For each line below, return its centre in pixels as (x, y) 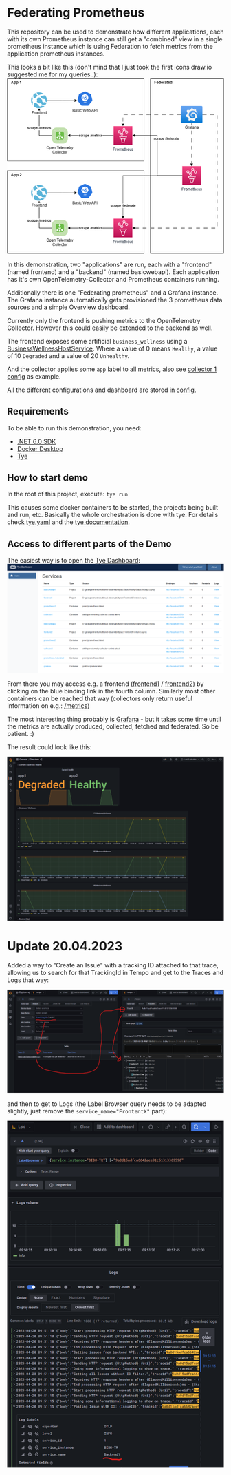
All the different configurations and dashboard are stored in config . (102, 390)
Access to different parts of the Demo (89, 544)
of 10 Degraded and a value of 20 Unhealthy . (68, 355)
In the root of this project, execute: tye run (68, 494)
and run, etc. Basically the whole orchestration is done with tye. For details (113, 515)
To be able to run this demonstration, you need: (74, 428)
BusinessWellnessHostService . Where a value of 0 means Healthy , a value (112, 348)
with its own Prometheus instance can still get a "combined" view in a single (115, 39)
